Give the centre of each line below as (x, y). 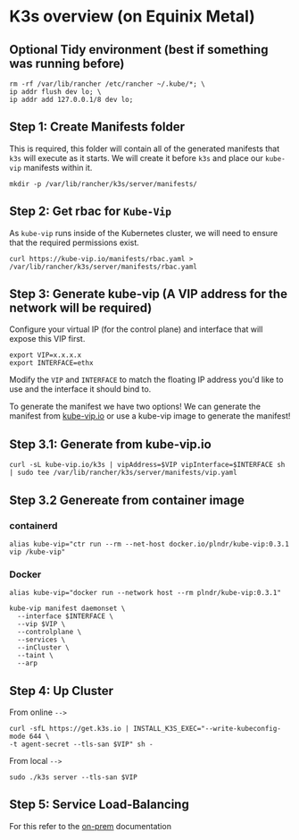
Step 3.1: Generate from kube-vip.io (110, 444)
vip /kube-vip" (37, 552)
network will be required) (81, 308)
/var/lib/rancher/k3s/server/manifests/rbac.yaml (104, 267)
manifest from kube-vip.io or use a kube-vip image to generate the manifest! (150, 416)
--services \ (42, 640)
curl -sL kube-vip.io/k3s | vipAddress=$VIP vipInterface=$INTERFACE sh (147, 465)
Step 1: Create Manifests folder (97, 127)
